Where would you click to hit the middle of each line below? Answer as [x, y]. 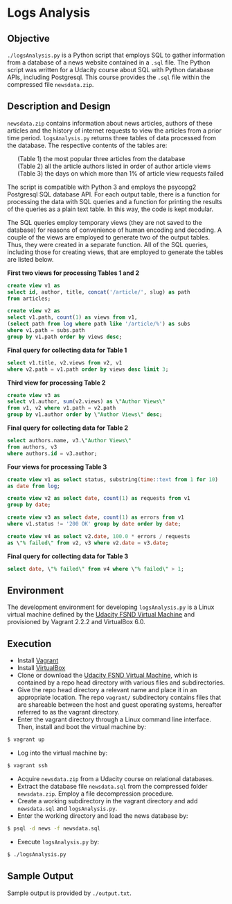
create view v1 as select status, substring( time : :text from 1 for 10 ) [113, 479]
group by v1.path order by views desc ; [65, 337]
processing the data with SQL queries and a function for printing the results [115, 201]
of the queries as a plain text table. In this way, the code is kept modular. [110, 209]
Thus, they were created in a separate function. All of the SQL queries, [108, 244]
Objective [29, 39]
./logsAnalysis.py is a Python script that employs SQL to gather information [116, 55]
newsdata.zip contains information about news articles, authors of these [110, 123]
